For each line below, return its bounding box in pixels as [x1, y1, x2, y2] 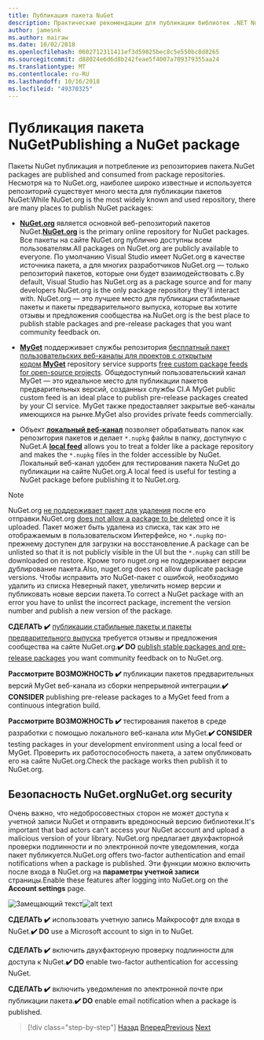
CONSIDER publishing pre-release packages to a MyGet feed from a [8, 693, 229, 702]
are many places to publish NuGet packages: [8, 203, 154, 213]
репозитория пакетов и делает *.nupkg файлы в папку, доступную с [19, 433, 247, 443]
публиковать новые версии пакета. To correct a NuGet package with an [8, 589, 244, 599]
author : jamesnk [8, 26, 61, 34]
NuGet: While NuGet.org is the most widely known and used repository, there [8, 195, 256, 205]
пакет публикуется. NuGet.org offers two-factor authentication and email [8, 850, 245, 860]
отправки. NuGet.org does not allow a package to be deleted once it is [8, 514, 236, 524]
